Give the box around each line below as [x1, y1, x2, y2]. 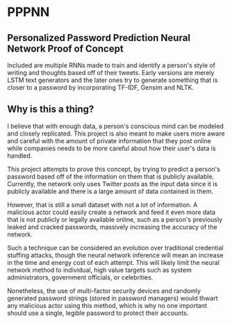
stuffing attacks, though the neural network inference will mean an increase [7, 251, 224, 259]
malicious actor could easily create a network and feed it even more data [7, 208, 216, 216]
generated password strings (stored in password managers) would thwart [7, 293, 218, 302]
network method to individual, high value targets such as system [7, 266, 192, 274]
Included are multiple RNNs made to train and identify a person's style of [7, 61, 216, 70]
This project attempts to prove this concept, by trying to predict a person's [7, 165, 221, 173]
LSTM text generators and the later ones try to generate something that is [7, 76, 218, 84]
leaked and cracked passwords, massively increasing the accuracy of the [7, 222, 217, 231]
